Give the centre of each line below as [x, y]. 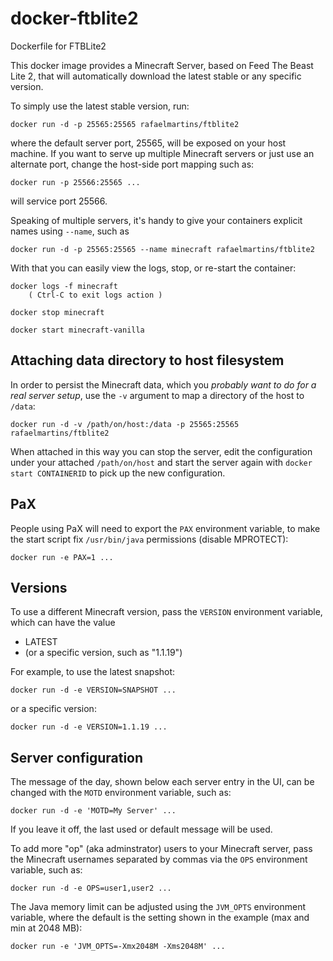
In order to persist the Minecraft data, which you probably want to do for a [163, 384]
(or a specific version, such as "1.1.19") [103, 653]
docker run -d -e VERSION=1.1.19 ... [89, 727]
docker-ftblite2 [74, 18]
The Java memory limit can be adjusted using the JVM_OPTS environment [158, 907]
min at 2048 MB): [46, 928]
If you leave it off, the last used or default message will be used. [141, 829]
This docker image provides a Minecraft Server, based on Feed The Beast [162, 65]
